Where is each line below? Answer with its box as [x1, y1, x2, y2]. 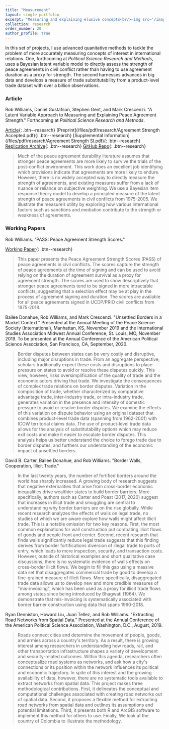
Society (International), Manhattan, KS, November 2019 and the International [5, 325, 163, 331]
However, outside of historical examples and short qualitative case [17, 553, 155, 559]
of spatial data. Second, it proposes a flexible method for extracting [17, 696, 157, 702]
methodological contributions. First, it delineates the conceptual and [17, 685, 159, 692]
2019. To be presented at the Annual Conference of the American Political [5, 335, 158, 341]
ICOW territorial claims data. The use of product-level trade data [17, 420, 151, 426]
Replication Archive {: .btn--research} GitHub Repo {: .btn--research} [5, 143, 146, 149]
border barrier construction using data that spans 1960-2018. [17, 602, 144, 608]
